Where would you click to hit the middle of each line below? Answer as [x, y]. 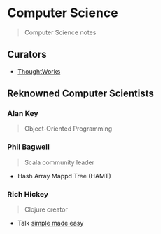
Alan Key [23, 114]
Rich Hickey [28, 194]
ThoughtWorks [39, 71]
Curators [27, 54]
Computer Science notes [60, 32]
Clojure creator [46, 209]
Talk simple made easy [50, 223]
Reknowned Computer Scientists [80, 94]
